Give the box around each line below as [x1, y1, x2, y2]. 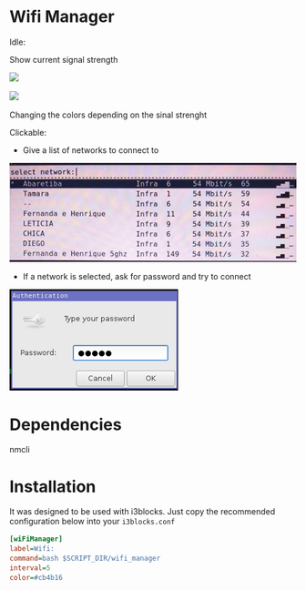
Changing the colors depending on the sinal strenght [9, 109, 208, 120]
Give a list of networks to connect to [22, 144, 159, 156]
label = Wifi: [9, 544, 55, 554]
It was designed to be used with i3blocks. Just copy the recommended [9, 506, 276, 517]
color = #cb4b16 [9, 573, 64, 582]
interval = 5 [9, 563, 51, 573]
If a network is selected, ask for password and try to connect [22, 271, 252, 282]
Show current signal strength [9, 54, 118, 65]
